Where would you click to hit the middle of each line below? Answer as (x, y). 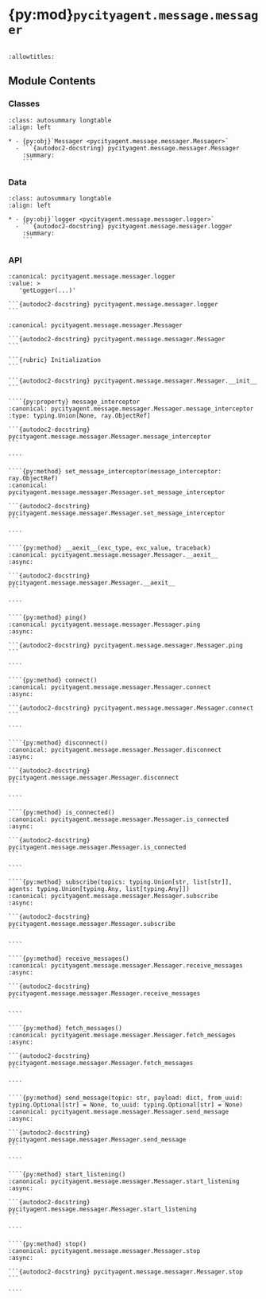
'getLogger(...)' (48, 291)
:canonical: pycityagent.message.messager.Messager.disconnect (115, 750)
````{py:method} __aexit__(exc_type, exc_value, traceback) (110, 548)
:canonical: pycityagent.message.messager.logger (92, 277)
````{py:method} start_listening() (67, 1175)
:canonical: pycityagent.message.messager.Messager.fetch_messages (122, 1036)
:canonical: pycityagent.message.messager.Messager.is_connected (118, 820)
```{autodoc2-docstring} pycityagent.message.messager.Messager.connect (131, 708)
